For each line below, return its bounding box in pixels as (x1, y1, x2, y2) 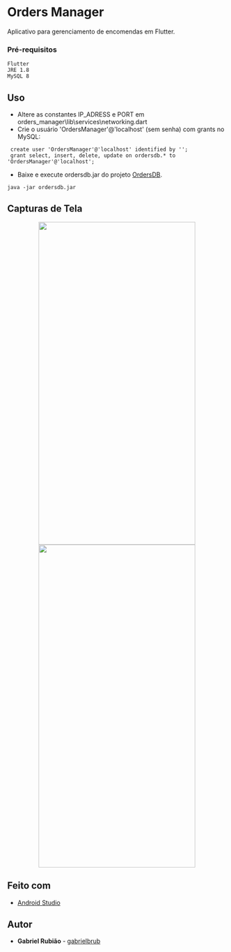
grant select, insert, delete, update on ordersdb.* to (10, 152, 176, 159)
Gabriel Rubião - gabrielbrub (17, 937, 101, 946)
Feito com (7, 880, 51, 892)
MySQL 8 (7, 73, 30, 80)
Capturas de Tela (7, 203, 83, 215)
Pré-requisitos (7, 45, 57, 54)
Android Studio (17, 898, 61, 907)
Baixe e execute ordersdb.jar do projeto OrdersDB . (17, 170, 163, 179)
